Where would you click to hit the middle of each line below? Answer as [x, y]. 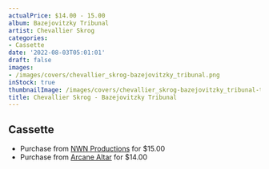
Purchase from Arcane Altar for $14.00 [84, 157]
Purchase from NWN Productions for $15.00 [92, 149]
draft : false [30, 61]
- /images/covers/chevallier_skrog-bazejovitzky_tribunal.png [114, 75]
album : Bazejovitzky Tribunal [59, 23]
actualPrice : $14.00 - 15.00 [57, 16]
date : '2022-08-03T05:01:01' [57, 53]
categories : [28, 38]
